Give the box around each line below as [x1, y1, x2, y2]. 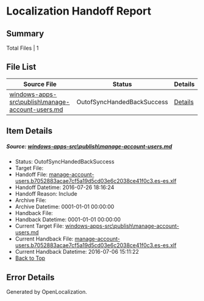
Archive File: [15, 197, 47, 204]
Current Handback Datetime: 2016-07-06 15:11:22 [15, 248, 140, 256]
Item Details [6, 126, 53, 136]
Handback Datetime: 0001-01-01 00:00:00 [15, 216, 121, 223]
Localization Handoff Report [6, 4, 152, 18]
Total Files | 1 [6, 44, 39, 51]
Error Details [6, 272, 55, 282]
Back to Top [15, 254, 46, 262]
